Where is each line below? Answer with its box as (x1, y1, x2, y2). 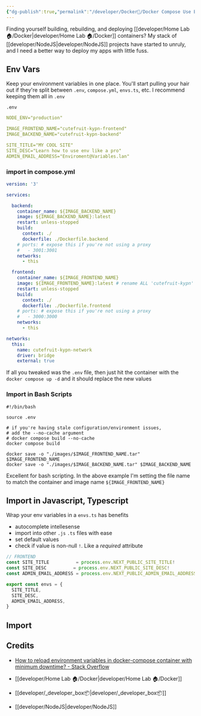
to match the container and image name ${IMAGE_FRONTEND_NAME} (6, 478, 165, 485)
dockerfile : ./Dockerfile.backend (22, 236, 109, 242)
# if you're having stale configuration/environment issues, (6, 425, 162, 431)
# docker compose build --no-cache (6, 435, 95, 441)
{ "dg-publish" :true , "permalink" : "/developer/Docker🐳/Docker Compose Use (6, 8, 191, 15)
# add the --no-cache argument (6, 430, 84, 436)
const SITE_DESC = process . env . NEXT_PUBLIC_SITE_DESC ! (6, 565, 170, 571)
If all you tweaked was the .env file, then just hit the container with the (6, 369, 179, 376)
